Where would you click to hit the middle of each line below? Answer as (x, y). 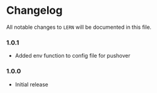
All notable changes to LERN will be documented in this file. (79, 27)
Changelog (34, 10)
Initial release (31, 84)
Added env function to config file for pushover (73, 56)
